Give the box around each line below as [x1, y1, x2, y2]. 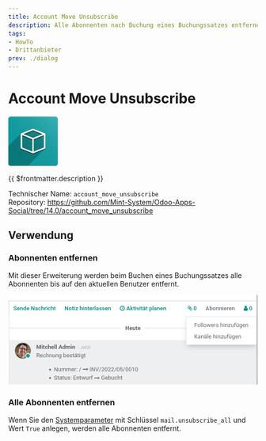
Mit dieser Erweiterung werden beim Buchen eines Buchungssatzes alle [8, 270, 242, 280]
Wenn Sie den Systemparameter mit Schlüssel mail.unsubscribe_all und [8, 415, 246, 424]
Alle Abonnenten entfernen [8, 397, 116, 408]
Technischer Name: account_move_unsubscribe [8, 188, 159, 198]
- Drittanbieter [8, 46, 62, 55]
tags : [8, 29, 26, 37]
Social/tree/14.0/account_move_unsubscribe [8, 206, 154, 215]
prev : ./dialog [8, 55, 59, 63]
